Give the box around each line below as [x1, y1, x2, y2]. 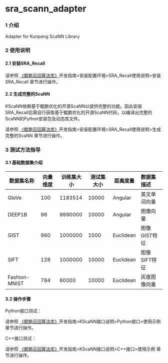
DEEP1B [7, 211, 27, 218]
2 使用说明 [5, 47, 30, 54]
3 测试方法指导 [5, 146, 41, 153]
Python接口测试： [5, 308, 42, 314]
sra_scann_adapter [5, 3, 86, 15]
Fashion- [7, 273, 30, 280]
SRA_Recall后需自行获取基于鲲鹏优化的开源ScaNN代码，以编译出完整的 [5, 109, 152, 115]
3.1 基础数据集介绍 [5, 160, 43, 166]
